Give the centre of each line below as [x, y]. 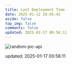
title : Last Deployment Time [35, 10]
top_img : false [21, 23]
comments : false [22, 28]
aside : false [18, 19]
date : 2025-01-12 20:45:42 [33, 14]
